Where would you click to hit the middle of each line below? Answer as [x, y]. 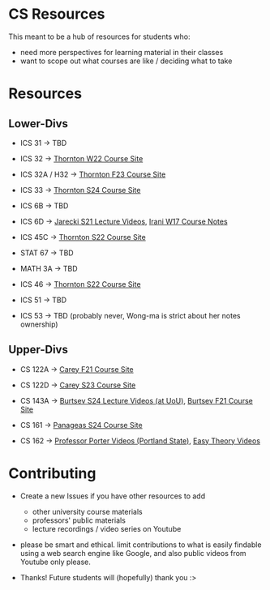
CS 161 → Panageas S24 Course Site [81, 425]
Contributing [52, 473]
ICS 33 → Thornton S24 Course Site [80, 190]
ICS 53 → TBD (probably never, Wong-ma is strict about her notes [130, 315]
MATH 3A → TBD [49, 268]
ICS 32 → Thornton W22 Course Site [81, 158]
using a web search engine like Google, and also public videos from [133, 553]
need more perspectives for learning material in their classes [122, 52]
